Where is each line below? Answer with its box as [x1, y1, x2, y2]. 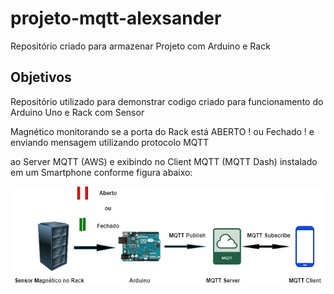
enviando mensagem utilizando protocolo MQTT [10, 136, 210, 148]
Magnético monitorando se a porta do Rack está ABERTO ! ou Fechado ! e [10, 125, 315, 137]
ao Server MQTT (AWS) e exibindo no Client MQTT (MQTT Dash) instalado [10, 155, 318, 167]
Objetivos [10, 69, 72, 86]
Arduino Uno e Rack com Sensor [10, 106, 145, 118]
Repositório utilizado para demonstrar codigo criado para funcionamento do [10, 95, 324, 107]
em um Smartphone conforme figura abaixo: [10, 166, 193, 178]
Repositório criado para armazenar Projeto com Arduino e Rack [10, 40, 271, 52]
